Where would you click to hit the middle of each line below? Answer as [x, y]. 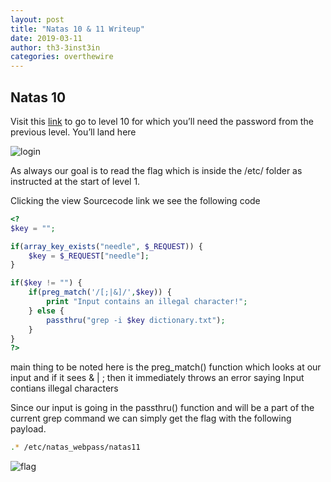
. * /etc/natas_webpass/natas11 [75, 447]
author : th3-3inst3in [55, 47]
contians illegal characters [64, 388]
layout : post [37, 19]
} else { [46, 311]
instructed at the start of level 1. [75, 181]
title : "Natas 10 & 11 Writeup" [77, 29]
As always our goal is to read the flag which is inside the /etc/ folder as [156, 170]
